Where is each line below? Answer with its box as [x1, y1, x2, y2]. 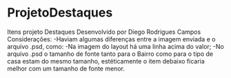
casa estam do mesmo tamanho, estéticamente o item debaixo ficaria [7, 57, 205, 65]
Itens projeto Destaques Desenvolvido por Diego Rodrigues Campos [7, 28, 201, 36]
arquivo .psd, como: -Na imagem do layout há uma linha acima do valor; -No [7, 42, 224, 50]
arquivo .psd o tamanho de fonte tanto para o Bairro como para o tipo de [7, 50, 214, 58]
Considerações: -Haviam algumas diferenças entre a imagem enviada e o [7, 35, 216, 43]
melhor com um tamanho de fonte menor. [7, 64, 125, 72]
